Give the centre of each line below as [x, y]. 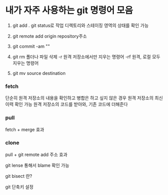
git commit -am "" [31, 46]
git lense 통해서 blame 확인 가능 [37, 165]
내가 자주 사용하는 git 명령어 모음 [69, 10]
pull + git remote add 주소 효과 [36, 154]
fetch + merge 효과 [25, 129]
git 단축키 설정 [19, 187]
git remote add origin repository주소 [50, 36]
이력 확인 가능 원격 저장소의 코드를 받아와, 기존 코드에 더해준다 [67, 104]
